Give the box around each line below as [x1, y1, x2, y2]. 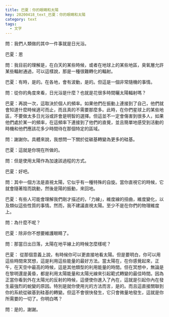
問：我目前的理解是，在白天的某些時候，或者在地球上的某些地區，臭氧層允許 [5, 62, 164, 68]
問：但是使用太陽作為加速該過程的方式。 [5, 158, 89, 164]
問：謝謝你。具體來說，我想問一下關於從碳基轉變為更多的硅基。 [5, 137, 137, 143]
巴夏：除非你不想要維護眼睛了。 [5, 230, 71, 236]
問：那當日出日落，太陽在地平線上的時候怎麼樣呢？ [5, 241, 111, 247]
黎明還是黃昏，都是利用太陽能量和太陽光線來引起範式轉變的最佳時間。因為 [9, 271, 164, 277]
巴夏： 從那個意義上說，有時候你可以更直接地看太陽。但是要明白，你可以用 [5, 251, 161, 258]
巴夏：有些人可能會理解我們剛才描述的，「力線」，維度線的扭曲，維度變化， [5, 196, 159, 202]
